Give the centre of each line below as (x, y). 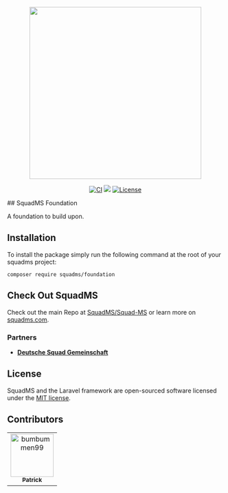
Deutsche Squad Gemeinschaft (62, 352)
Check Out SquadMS (53, 296)
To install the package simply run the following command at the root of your (114, 254)
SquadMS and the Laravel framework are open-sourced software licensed (112, 390)
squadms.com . (28, 319)
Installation (32, 238)
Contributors (35, 420)
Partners (22, 337)
